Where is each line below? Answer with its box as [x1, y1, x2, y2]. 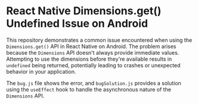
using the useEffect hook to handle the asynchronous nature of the [6, 86, 172, 93]
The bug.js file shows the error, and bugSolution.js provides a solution [6, 79, 182, 87]
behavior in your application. [6, 68, 76, 75]
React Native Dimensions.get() [6, 4, 162, 18]
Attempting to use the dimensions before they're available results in [6, 55, 172, 62]
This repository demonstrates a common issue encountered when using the [6, 36, 193, 43]
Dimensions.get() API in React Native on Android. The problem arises [6, 43, 177, 50]
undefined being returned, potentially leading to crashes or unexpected [6, 61, 181, 69]
